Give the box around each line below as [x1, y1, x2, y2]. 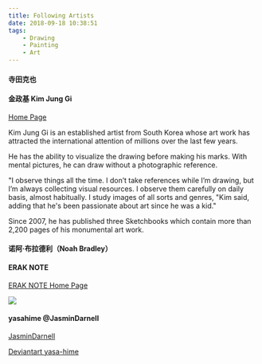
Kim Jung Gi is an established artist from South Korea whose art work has [8, 127, 251, 137]
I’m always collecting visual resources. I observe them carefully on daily [8, 184, 244, 194]
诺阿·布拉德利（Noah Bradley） [8, 244, 113, 253]
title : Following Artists [8, 11, 94, 20]
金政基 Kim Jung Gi [8, 94, 72, 104]
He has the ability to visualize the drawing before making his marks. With [8, 151, 248, 161]
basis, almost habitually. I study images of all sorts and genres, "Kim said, [8, 192, 249, 202]
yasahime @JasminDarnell [8, 314, 100, 323]
